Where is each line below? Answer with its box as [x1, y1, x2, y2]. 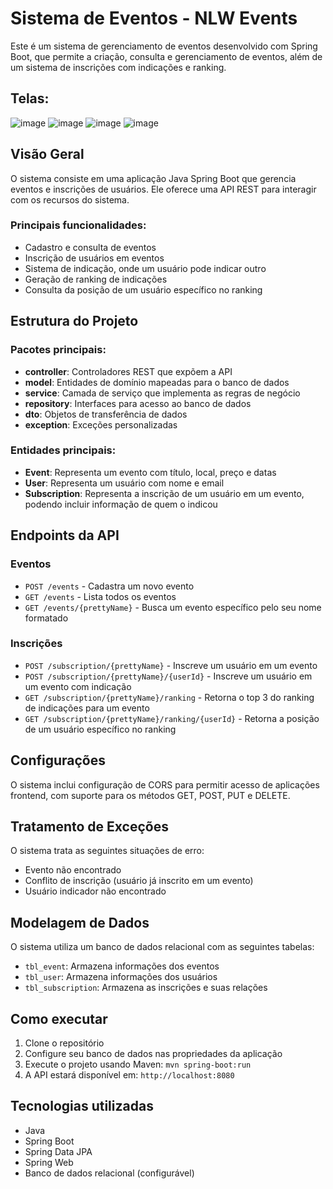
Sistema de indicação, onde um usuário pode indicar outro [24, 262, 267, 274]
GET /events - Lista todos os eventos [24, 590, 177, 602]
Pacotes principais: [10, 343, 107, 357]
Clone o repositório [24, 1037, 105, 1049]
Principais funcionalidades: [10, 218, 147, 232]
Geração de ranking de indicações [24, 273, 168, 285]
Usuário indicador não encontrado [24, 885, 167, 897]
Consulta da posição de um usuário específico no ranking [24, 283, 263, 296]
